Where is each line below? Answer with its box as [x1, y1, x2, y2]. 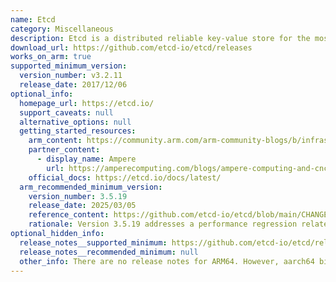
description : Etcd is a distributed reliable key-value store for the [10, 33, 311, 43]
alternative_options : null [19, 117, 132, 127]
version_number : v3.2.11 [19, 71, 123, 81]
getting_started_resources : [19, 126, 137, 136]
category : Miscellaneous [10, 24, 114, 34]
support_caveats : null [19, 107, 114, 118]
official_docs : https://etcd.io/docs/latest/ [28, 172, 222, 183]
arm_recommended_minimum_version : [19, 182, 163, 192]
